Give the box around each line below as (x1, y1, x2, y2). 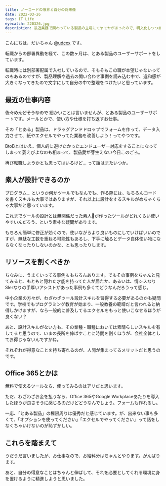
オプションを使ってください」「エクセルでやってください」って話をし (19, 417, 160, 423)
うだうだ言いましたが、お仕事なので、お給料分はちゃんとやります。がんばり (5, 453, 161, 459)
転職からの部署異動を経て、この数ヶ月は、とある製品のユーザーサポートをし (5, 51, 161, 57)
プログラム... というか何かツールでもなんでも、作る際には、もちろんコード (5, 189, 157, 196)
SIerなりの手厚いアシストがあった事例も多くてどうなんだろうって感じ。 (5, 284, 151, 290)
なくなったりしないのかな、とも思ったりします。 (9, 242, 109, 248)
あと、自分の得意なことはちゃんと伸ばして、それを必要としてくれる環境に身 (5, 470, 161, 476)
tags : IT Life (5, 16, 35, 21)
